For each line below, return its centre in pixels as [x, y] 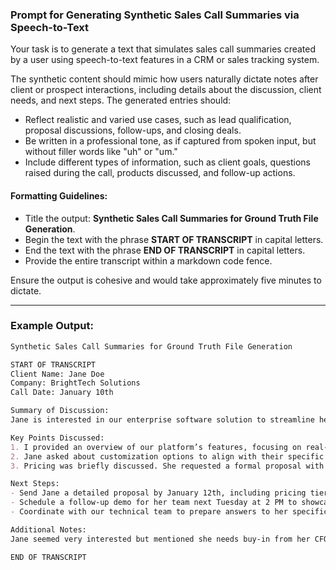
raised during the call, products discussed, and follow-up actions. [160, 173]
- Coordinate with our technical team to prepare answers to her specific [169, 512]
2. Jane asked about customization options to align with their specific [167, 456]
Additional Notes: [48, 529]
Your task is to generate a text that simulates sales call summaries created [163, 49]
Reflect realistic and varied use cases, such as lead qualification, [158, 120]
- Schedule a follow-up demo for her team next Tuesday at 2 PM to [154, 503]
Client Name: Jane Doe [57, 374]
